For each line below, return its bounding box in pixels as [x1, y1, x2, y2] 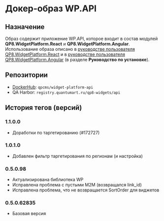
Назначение [5, 23, 45, 31]
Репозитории [5, 71, 48, 79]
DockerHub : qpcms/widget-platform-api [12, 84, 94, 90]
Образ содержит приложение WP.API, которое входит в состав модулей [5, 36, 158, 41]
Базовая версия [12, 211, 46, 217]
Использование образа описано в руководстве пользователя [5, 46, 135, 52]
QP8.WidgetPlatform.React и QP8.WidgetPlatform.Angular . [5, 41, 130, 47]
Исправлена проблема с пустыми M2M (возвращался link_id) [12, 182, 142, 188]
